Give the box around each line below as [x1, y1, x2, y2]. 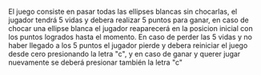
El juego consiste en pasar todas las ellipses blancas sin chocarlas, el [8, 7, 238, 16]
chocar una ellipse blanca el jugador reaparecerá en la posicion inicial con [8, 24, 254, 33]
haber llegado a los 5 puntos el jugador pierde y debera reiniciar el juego [8, 41, 248, 50]
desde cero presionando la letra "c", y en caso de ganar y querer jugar [8, 49, 241, 58]
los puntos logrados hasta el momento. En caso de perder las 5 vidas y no [8, 32, 252, 41]
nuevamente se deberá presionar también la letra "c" [8, 57, 183, 67]
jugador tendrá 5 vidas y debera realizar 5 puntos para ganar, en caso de [8, 15, 250, 25]
